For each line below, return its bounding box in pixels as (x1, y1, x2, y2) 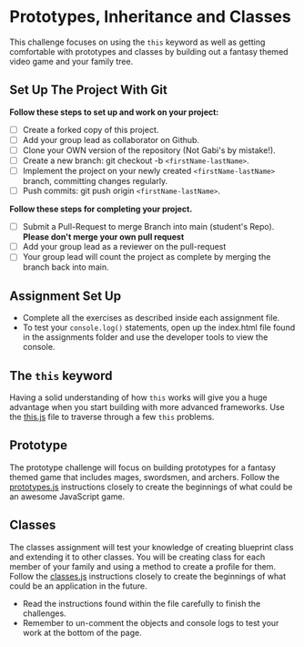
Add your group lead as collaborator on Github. (22, 134, 200, 145)
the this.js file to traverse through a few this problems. (9, 411, 215, 422)
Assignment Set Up (9, 288, 121, 303)
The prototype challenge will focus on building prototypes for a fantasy (9, 462, 276, 473)
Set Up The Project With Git (9, 82, 168, 98)
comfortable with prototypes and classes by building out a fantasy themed (9, 46, 289, 56)
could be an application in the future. (9, 580, 147, 591)
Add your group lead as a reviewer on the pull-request (22, 241, 227, 252)
